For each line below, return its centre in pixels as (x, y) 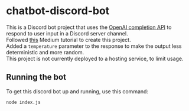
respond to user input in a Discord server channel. (67, 33)
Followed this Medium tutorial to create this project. (69, 40)
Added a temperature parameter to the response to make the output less (94, 46)
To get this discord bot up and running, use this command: (77, 91)
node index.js (24, 102)
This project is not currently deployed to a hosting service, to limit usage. (95, 58)
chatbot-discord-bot (58, 11)
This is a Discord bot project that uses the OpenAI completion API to (89, 27)
